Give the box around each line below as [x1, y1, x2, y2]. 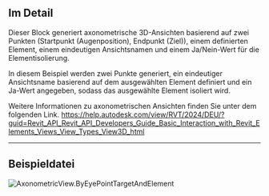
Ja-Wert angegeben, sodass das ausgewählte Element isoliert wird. [8, 86, 231, 95]
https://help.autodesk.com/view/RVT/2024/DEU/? [61, 110, 225, 119]
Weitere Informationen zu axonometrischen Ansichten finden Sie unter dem [8, 101, 257, 110]
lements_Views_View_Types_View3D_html [8, 126, 145, 136]
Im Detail [8, 6, 54, 20]
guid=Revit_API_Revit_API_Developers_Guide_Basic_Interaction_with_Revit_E [8, 118, 260, 127]
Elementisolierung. [8, 53, 70, 62]
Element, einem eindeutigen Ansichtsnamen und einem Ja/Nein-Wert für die [8, 44, 260, 54]
